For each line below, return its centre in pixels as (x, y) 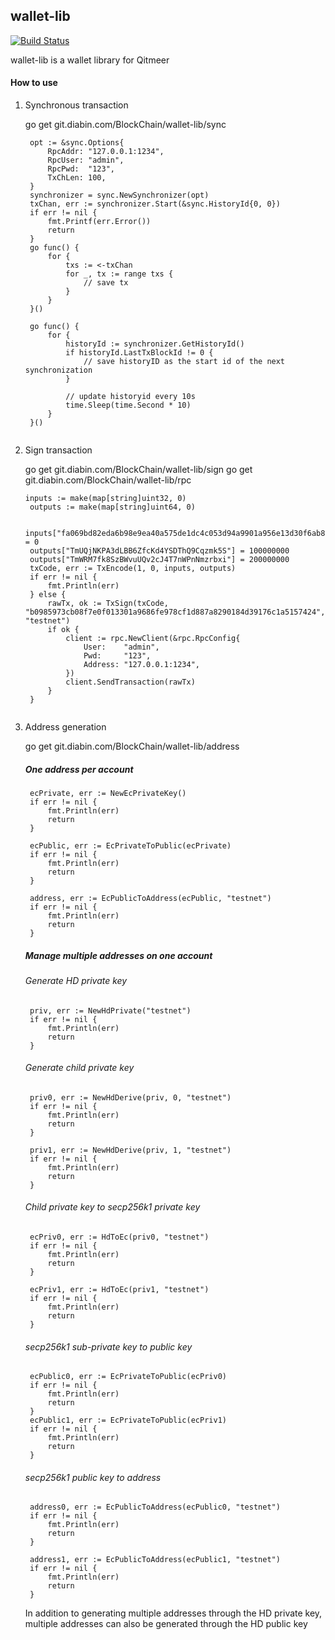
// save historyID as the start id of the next (184, 362)
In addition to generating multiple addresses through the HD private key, (173, 1613)
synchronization (58, 370)
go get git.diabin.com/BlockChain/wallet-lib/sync (125, 125)
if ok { (63, 630)
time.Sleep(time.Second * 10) (128, 405)
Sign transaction (58, 450)
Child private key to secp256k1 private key (112, 1207)
